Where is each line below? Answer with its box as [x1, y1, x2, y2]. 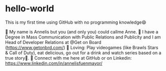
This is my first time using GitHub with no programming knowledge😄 [5, 19, 147, 25]
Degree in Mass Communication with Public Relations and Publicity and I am [5, 34, 161, 40]
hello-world [5, 3, 55, 14]
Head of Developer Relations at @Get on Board [5, 39, 102, 45]
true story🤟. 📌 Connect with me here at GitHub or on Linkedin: [5, 55, 132, 61]
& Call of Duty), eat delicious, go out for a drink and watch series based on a [5, 50, 162, 56]
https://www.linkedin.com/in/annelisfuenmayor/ [5, 60, 103, 66]
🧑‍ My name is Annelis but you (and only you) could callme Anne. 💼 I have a [5, 29, 159, 35]
